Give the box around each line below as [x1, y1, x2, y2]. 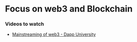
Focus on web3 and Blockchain [5, 3, 133, 14]
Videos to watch [5, 21, 45, 28]
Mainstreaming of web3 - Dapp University [12, 31, 96, 37]
